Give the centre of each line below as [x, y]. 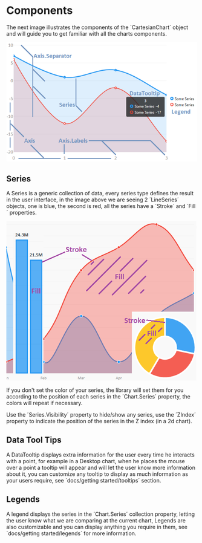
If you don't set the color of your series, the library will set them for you [95, 390]
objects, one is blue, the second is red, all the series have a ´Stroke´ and [96, 206]
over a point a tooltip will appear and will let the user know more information [101, 467]
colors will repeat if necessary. [44, 403]
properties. [23, 213]
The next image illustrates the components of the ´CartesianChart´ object [97, 27]
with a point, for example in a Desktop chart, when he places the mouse [96, 461]
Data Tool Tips [34, 440]
